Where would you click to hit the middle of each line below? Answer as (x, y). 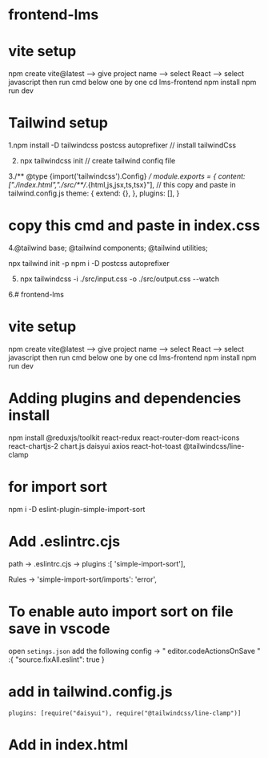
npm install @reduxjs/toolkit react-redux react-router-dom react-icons (124, 437)
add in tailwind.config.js (90, 691)
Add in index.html (68, 745)
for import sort (58, 487)
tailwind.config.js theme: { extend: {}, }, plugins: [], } (94, 193)
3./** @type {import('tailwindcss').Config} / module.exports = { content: (127, 176)
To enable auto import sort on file (121, 611)
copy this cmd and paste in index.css (134, 226)
